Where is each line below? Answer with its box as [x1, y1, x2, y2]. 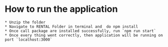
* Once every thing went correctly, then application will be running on [5, 33, 163, 38]
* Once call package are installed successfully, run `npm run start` [5, 28, 156, 33]
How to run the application [5, 3, 118, 15]
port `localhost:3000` [5, 37, 52, 42]
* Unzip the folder [5, 20, 46, 25]
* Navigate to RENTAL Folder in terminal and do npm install [5, 24, 138, 29]
